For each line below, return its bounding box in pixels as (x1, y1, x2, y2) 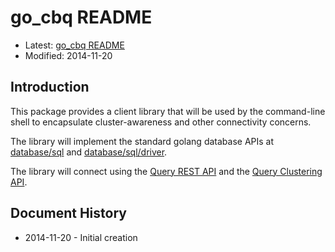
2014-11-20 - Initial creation (24, 231, 138, 243)
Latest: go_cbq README (24, 39, 125, 51)
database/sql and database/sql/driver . (10, 146, 168, 158)
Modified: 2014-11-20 (24, 49, 113, 61)
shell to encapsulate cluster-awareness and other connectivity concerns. (10, 116, 312, 128)
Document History (10, 205, 127, 222)
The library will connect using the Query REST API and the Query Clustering (10, 165, 323, 177)
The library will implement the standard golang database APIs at (10, 135, 275, 147)
